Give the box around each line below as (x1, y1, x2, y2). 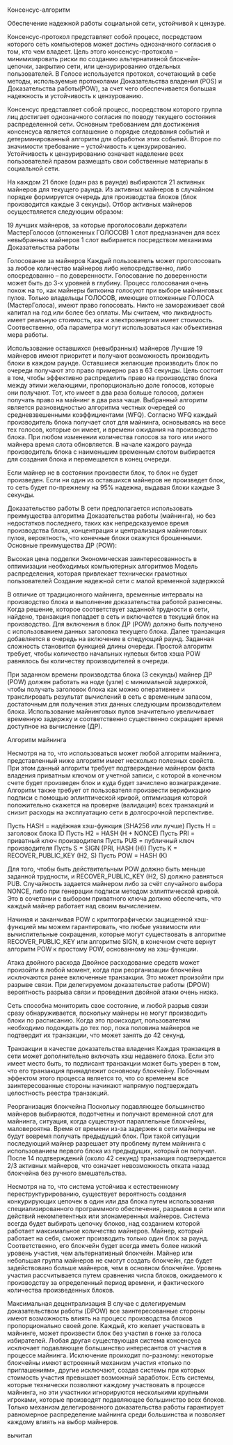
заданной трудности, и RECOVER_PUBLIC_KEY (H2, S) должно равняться (7, 872, 224, 881)
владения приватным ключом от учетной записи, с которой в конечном (7, 771, 222, 780)
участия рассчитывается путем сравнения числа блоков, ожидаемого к (7, 1271, 223, 1279)
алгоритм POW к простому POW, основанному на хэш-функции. (7, 945, 199, 954)
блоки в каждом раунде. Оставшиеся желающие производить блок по (7, 359, 218, 368)
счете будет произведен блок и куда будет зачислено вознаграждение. (7, 779, 221, 787)
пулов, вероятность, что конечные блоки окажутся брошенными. (7, 534, 203, 542)
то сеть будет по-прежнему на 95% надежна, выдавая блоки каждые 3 (7, 483, 220, 492)
